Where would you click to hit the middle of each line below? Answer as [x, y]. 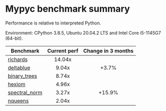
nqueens [18, 101]
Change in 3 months [108, 50]
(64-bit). [14, 38]
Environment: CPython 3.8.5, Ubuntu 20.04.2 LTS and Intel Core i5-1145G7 [83, 33]
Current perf [63, 50]
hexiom [17, 84]
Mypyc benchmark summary [68, 9]
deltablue [19, 68]
